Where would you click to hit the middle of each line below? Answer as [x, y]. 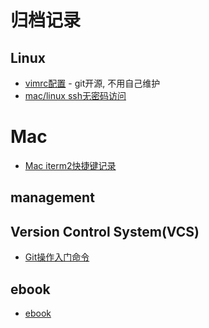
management [52, 197]
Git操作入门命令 [57, 257]
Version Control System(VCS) [105, 231]
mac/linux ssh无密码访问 [75, 95]
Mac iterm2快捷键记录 [70, 165]
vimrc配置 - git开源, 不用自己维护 [92, 83]
